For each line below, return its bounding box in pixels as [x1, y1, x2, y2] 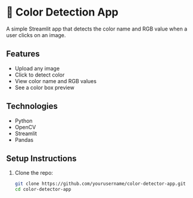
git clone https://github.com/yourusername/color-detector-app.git [14, 181, 186, 187]
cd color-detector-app [14, 187, 71, 193]
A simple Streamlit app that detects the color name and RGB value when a [6, 25, 188, 32]
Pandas [14, 136, 34, 143]
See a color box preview [14, 84, 74, 91]
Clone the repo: [14, 169, 54, 176]
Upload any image [14, 65, 60, 72]
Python [14, 117, 33, 124]
